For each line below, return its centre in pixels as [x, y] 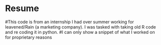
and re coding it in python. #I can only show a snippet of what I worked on [80, 32]
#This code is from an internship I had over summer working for [69, 22]
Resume [22, 8]
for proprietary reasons [29, 37]
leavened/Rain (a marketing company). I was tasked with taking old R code [80, 27]
